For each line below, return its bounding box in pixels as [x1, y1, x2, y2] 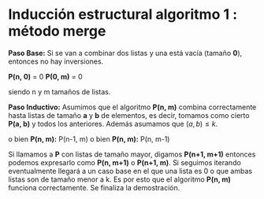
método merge [8, 22, 106, 40]
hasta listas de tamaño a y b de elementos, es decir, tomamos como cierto [8, 110, 250, 120]
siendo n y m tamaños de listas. [8, 87, 111, 96]
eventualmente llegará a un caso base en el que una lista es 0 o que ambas [8, 166, 253, 175]
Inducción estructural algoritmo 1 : [8, 6, 238, 24]
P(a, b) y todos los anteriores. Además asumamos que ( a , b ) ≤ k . [8, 119, 218, 128]
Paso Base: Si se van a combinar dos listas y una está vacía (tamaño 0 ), [8, 48, 243, 57]
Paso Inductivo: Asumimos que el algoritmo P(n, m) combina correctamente [8, 102, 257, 112]
